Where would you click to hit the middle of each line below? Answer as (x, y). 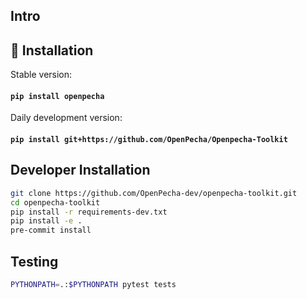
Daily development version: (66, 118)
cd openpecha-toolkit (55, 202)
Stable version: (41, 75)
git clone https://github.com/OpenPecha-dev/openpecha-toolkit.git (154, 193)
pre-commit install (51, 230)
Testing (34, 261)
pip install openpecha (57, 96)
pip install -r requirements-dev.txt (89, 212)
